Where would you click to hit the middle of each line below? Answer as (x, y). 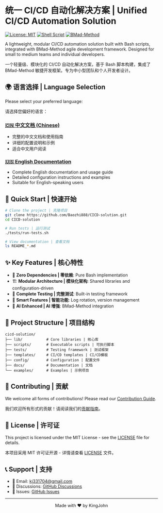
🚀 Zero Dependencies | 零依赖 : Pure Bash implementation (70, 275)
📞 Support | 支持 (29, 469)
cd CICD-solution (23, 220)
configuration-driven (33, 288)
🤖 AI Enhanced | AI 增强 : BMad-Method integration (63, 306)
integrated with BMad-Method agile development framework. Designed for (80, 49)
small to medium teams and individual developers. (55, 54)
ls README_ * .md (20, 246)
